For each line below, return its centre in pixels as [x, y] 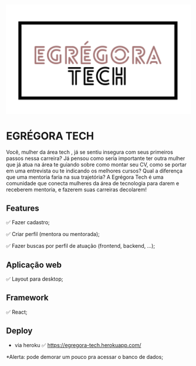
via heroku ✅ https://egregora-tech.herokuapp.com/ [78, 345]
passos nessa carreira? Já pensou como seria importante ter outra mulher [96, 158]
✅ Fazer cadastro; [28, 222]
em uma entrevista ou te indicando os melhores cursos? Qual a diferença [94, 171]
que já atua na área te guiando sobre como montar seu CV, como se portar [96, 165]
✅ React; [17, 312]
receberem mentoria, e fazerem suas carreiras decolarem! [76, 189]
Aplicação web [34, 264]
